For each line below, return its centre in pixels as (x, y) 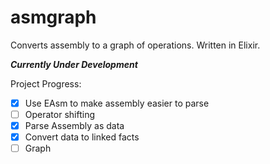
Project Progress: (46, 83)
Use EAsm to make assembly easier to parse (117, 103)
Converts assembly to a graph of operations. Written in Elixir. (135, 45)
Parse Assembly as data (74, 126)
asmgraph (53, 17)
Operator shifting (59, 114)
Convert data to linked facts (82, 137)
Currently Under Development (74, 64)
